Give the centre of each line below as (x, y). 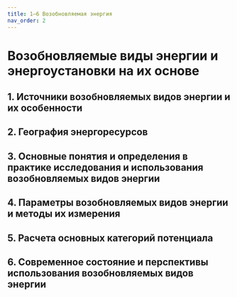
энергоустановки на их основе (104, 71)
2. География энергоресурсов (78, 132)
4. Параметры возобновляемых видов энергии (118, 203)
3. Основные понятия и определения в (98, 156)
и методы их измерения (64, 214)
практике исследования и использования (105, 167)
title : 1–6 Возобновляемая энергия (60, 14)
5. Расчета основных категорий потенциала (110, 238)
